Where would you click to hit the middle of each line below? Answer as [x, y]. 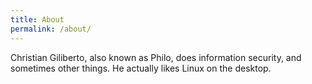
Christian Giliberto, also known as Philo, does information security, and [156, 57]
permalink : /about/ [51, 29]
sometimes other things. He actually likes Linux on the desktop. [141, 68]
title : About [37, 19]
